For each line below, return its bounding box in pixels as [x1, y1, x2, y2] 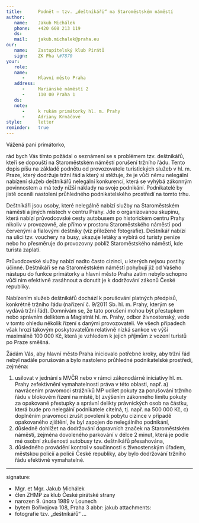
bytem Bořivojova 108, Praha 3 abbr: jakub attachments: [14, 504, 152, 511]
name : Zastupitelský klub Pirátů [14, 48, 105, 53]
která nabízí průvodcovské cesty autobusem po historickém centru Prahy [6, 215, 185, 222]
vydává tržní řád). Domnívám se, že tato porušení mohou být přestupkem [6, 307, 185, 314]
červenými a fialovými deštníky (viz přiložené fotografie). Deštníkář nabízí [6, 227, 186, 234]
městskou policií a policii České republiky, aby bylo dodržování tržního [14, 450, 187, 457]
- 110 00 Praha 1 [21, 92, 76, 97]
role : [14, 64, 28, 70]
